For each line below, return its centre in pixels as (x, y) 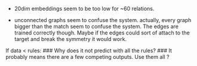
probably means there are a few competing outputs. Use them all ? (87, 57)
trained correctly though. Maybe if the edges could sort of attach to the (102, 33)
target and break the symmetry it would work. (70, 39)
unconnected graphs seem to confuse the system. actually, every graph (103, 20)
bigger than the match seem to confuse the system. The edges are (96, 26)
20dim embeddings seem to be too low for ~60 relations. (84, 9)
